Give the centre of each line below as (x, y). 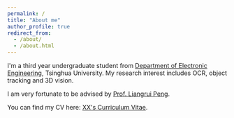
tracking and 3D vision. (41, 80)
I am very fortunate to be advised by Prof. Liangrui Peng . (88, 94)
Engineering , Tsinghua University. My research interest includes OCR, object (117, 73)
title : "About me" (34, 20)
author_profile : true (39, 26)
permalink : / (26, 14)
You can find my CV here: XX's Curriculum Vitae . (78, 107)
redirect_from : (29, 33)
